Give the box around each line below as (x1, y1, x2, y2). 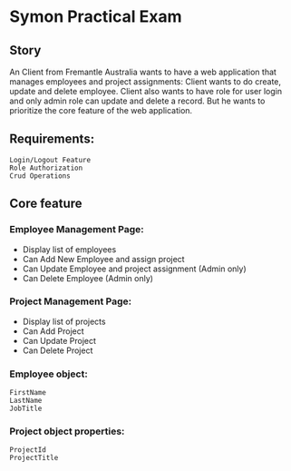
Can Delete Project (22, 345, 93, 356)
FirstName (9, 388, 47, 397)
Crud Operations (9, 171, 71, 181)
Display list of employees (22, 243, 117, 255)
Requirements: (9, 132, 95, 147)
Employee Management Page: (9, 223, 144, 236)
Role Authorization (9, 163, 83, 172)
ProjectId (9, 446, 47, 455)
